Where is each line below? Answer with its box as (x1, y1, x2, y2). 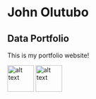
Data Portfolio (7, 33, 69, 45)
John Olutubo (7, 4, 90, 21)
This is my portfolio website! (7, 51, 90, 59)
